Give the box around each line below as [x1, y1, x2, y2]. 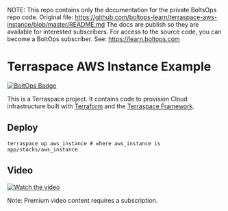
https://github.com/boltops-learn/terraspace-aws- [75, 13, 218, 21]
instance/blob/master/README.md [7, 21, 105, 28]
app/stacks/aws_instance [7, 146, 78, 153]
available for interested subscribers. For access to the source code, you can [7, 27, 222, 36]
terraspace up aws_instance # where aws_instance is [7, 140, 161, 147]
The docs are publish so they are [106, 21, 199, 28]
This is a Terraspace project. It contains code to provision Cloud [7, 95, 188, 103]
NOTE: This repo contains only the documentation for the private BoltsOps [7, 6, 217, 14]
